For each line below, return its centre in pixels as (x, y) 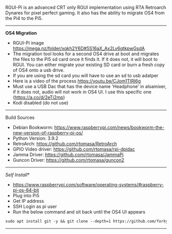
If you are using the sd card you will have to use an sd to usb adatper (85, 76)
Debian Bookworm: (33, 127)
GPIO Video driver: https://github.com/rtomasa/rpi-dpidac (74, 149)
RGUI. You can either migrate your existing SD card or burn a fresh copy (89, 65)
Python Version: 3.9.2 (36, 138)
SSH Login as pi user (35, 206)
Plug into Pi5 (26, 196)
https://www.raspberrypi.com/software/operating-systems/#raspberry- (88, 185)
